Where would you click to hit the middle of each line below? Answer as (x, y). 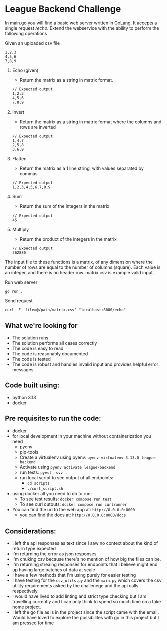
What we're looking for (41, 325)
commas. (29, 173)
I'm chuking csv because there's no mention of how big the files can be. (87, 559)
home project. (27, 607)
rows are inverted (38, 127)
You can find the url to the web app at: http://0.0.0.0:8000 (74, 510)
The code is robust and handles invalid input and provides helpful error (85, 364)
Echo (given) (25, 70)
